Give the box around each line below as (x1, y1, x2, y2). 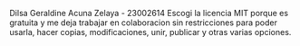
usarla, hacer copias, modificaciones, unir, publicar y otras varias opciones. (9, 27, 292, 37)
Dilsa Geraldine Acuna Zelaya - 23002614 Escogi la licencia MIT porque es (9, 8, 288, 18)
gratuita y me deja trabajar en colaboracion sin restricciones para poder (9, 17, 278, 28)
